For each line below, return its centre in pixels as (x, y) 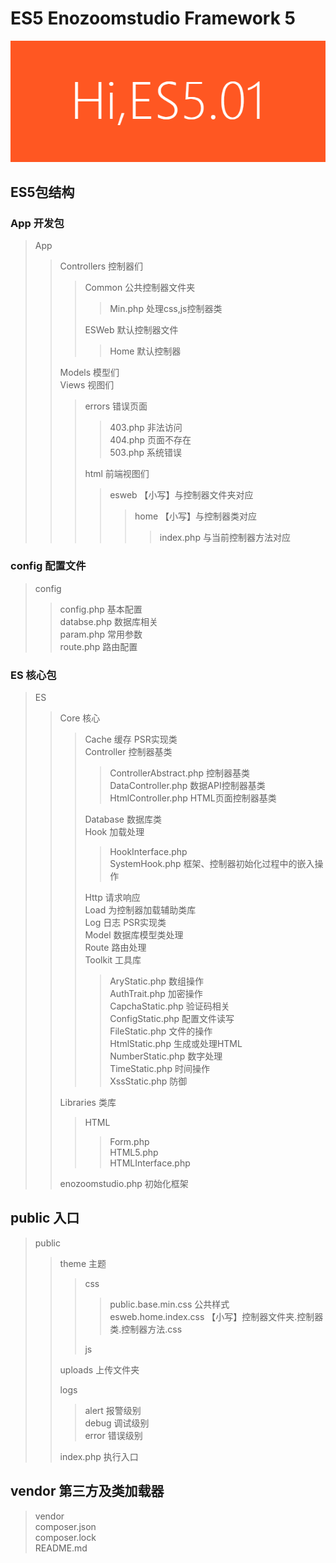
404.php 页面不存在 (150, 440)
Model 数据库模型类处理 (134, 935)
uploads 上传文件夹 (99, 1369)
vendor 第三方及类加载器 (87, 1491)
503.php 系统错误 (146, 453)
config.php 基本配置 (101, 609)
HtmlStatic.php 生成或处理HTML (176, 1044)
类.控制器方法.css (146, 1329)
